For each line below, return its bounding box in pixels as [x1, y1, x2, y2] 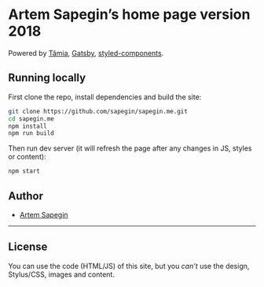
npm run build [8, 129, 55, 137]
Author [8, 189, 43, 203]
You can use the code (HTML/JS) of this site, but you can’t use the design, [8, 261, 250, 270]
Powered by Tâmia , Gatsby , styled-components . [8, 48, 164, 58]
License [8, 240, 48, 254]
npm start [8, 167, 41, 175]
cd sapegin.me [8, 114, 55, 123]
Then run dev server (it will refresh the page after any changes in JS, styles [8, 143, 252, 153]
